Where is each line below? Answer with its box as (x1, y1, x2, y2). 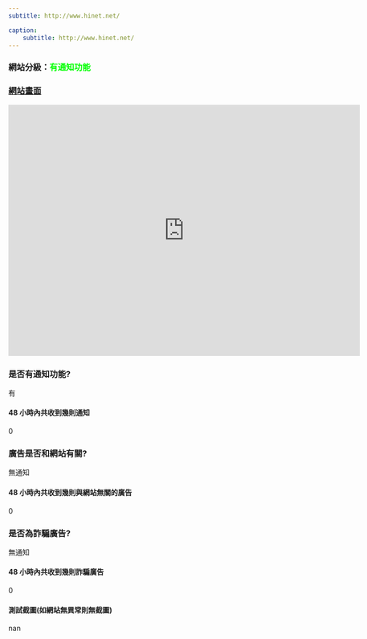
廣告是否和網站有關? (8, 448, 88, 459)
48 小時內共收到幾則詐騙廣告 (8, 567, 104, 577)
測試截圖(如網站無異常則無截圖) (8, 604, 112, 615)
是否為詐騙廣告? (8, 527, 71, 539)
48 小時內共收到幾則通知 (8, 408, 90, 418)
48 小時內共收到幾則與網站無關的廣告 (8, 487, 133, 497)
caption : (8, 26, 38, 35)
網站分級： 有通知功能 (8, 62, 91, 73)
